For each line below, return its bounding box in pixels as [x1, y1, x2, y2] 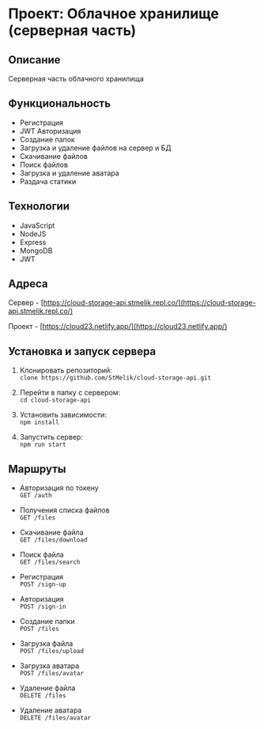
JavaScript [19, 221, 55, 230]
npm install [19, 418, 59, 427]
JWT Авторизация [19, 126, 81, 135]
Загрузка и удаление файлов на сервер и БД [19, 143, 172, 153]
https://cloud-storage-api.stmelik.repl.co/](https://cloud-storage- [43, 298, 256, 308]
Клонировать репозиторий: [19, 365, 112, 376]
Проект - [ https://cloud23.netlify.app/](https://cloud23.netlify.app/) [8, 322, 228, 331]
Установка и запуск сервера [8, 345, 157, 358]
